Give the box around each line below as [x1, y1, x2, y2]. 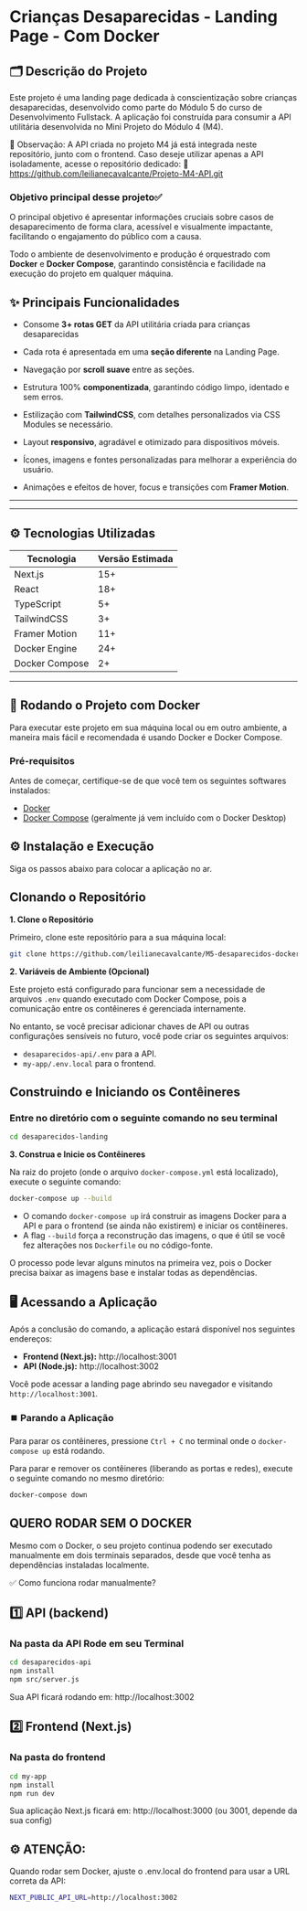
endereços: [9, 1332, 53, 1344]
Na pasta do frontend [9, 1751, 106, 1764]
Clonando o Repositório [9, 889, 146, 906]
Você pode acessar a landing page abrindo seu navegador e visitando [9, 1378, 273, 1389]
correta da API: [9, 1875, 67, 1886]
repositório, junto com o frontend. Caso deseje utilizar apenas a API [9, 149, 264, 159]
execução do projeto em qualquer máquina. [9, 268, 174, 280]
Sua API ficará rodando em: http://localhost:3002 [9, 1692, 195, 1703]
